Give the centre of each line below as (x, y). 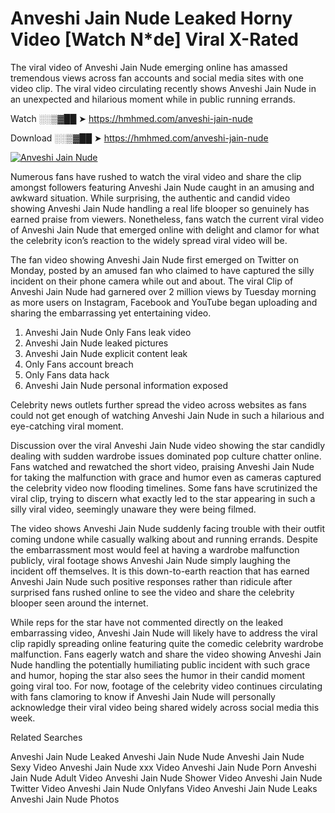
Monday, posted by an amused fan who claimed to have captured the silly (162, 270)
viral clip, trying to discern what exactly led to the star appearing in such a (163, 498)
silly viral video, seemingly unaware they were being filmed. (133, 509)
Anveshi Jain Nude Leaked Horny (151, 18)
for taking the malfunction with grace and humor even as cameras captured (166, 477)
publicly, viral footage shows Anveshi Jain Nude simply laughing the (150, 560)
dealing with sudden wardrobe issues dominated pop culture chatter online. (166, 456)
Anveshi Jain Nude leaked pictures (96, 343)
